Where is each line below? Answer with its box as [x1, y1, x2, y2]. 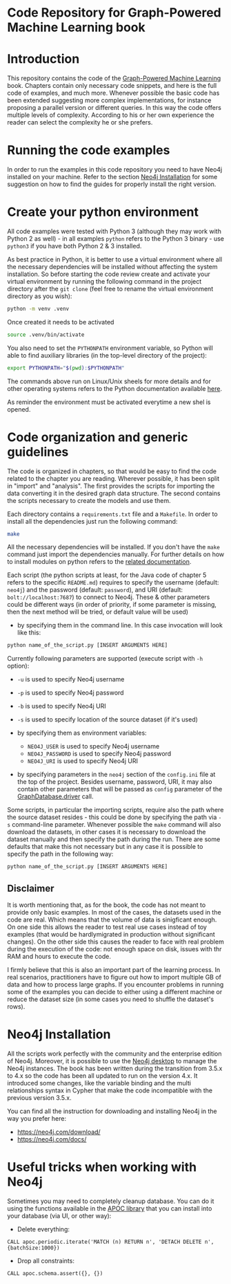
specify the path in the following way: [7, 850, 114, 859]
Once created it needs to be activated [7, 318, 114, 326]
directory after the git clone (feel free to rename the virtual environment [7, 285, 214, 293]
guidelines [7, 444, 69, 459]
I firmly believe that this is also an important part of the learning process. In [7, 966, 221, 973]
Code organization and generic [7, 429, 188, 445]
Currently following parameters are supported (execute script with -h [7, 654, 203, 663]
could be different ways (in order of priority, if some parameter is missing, [7, 600, 217, 609]
